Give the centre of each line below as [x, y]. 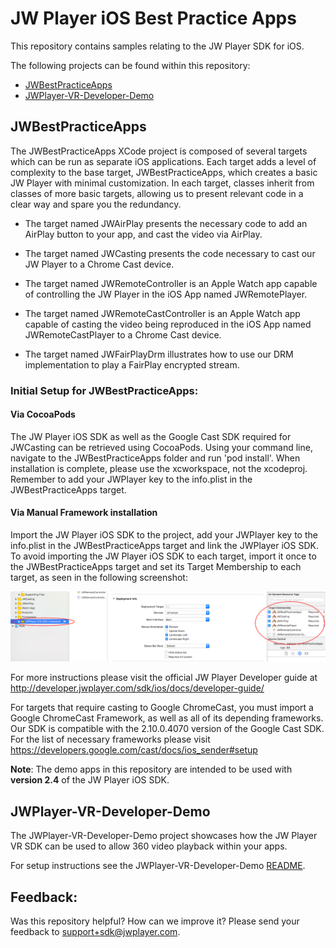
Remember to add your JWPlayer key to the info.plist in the [131, 479]
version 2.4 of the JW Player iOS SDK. [90, 780]
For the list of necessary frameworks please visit [110, 739]
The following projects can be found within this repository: [130, 65]
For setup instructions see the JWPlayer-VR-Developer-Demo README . [158, 866]
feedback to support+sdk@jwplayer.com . [95, 931]
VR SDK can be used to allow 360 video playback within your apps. [149, 846]
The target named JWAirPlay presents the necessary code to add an [166, 223]
